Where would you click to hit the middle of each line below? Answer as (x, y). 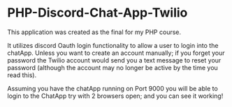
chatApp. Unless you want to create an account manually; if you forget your (116, 53)
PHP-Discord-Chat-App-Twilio (97, 13)
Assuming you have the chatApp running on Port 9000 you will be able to (113, 88)
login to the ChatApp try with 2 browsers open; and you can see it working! (115, 96)
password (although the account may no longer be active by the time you (113, 67)
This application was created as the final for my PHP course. (94, 32)
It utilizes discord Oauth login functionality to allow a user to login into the (113, 45)
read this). (22, 75)
